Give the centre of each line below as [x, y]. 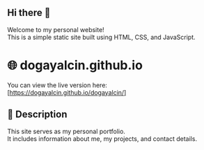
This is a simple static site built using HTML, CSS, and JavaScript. [102, 37]
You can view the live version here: [57, 85]
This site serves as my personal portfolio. [66, 131]
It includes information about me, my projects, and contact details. [102, 138]
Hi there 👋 [29, 13]
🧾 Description [37, 115]
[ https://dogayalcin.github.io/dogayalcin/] [67, 92]
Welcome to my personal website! [56, 29]
